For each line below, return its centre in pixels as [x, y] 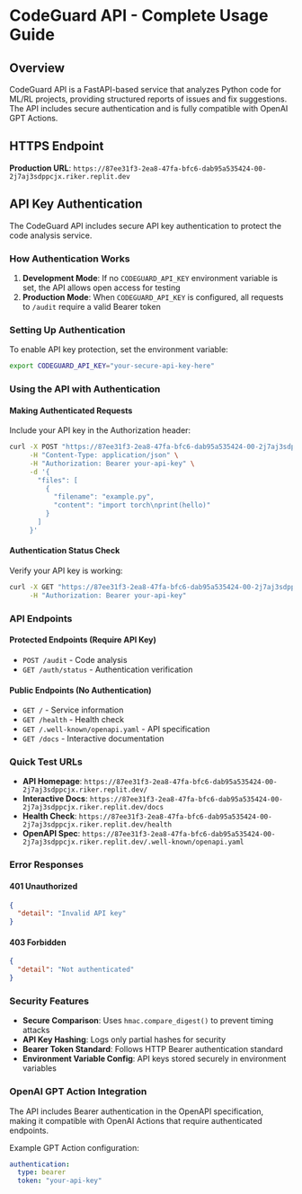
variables [39, 1068]
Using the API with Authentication [85, 389]
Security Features [49, 1001]
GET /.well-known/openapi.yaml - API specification [116, 730]
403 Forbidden [38, 942]
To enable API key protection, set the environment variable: [119, 349]
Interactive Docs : [55, 799]
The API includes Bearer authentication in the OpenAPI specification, [137, 1111]
